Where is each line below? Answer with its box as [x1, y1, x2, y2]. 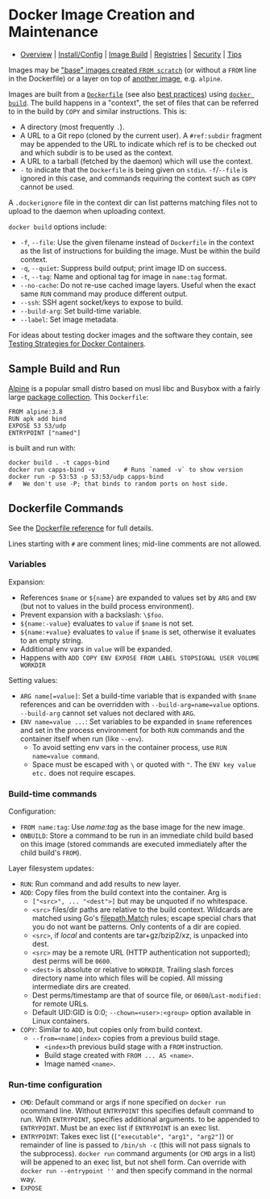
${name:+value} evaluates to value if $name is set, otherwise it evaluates [19, 627, 256, 636]
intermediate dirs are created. [31, 982, 131, 992]
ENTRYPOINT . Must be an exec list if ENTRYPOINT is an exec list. [19, 1123, 220, 1133]
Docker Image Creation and [8, 6, 195, 24]
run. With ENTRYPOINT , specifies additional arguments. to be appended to [19, 1114, 260, 1124]
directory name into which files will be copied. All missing [31, 973, 223, 983]
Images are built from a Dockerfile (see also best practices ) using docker [8, 89, 251, 98]
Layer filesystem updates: [8, 864, 94, 873]
